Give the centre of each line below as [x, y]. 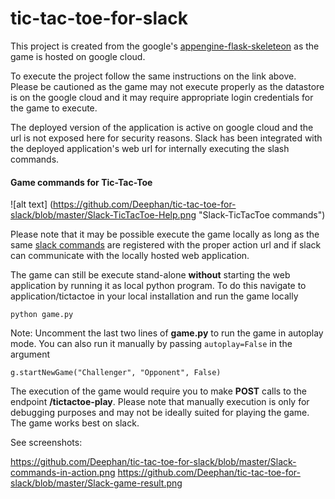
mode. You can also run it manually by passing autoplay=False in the [151, 344]
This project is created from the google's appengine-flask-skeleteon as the [165, 46]
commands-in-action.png [63, 473]
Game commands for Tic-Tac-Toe [81, 182]
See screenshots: [46, 443]
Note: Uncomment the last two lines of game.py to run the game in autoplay [167, 333]
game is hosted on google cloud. [78, 56]
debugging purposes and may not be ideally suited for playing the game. [160, 413]
